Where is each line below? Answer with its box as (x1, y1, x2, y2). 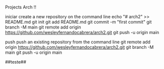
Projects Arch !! (5, 4, 36, 10)
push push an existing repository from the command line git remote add (5, 39, 151, 45)
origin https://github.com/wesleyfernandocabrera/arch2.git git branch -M (5, 44, 154, 50)
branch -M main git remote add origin (5, 24, 81, 30)
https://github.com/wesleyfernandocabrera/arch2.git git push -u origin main (5, 30, 159, 35)
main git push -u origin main (5, 49, 63, 55)
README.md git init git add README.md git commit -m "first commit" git (5, 19, 152, 25)
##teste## (5, 59, 27, 65)
